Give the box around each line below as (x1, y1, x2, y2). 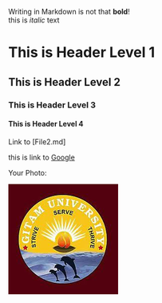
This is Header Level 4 (8, 119, 84, 129)
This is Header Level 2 (8, 75, 121, 89)
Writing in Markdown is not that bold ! (8, 7, 130, 16)
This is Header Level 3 (8, 99, 97, 111)
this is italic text (8, 15, 60, 25)
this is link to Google (8, 152, 76, 162)
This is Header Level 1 (8, 43, 156, 62)
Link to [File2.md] (8, 136, 66, 147)
